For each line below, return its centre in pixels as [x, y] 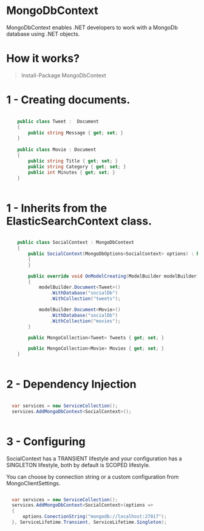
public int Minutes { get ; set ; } [72, 172]
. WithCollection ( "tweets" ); [85, 299]
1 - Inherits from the [57, 208]
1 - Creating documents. [68, 100]
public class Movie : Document [57, 150]
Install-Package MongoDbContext [63, 75]
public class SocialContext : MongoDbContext [76, 243]
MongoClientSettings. [33, 483]
